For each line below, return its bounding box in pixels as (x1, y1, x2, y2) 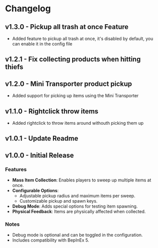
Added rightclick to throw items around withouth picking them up (12, 120, 144, 126)
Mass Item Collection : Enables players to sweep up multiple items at (12, 177, 151, 183)
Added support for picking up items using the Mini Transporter (12, 93, 139, 99)
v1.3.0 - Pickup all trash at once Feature (5, 23, 129, 31)
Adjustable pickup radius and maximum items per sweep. (19, 193, 136, 199)
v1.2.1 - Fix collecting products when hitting (5, 55, 141, 64)
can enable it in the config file (12, 41, 73, 47)
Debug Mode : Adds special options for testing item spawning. (12, 203, 138, 210)
